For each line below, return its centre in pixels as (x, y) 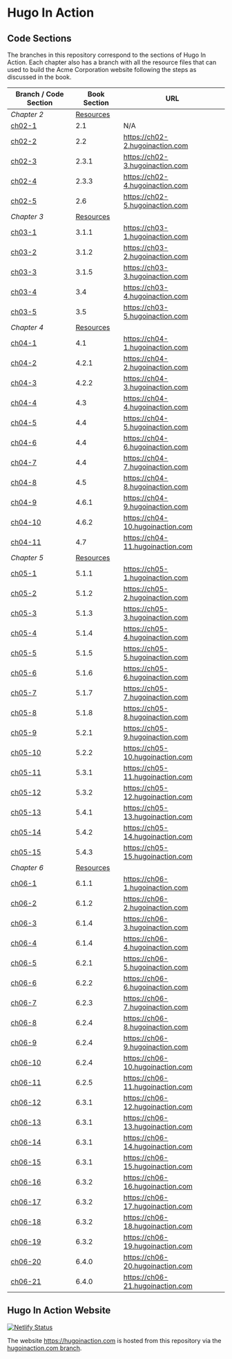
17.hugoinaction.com (158, 1206)
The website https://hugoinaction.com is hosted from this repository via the (114, 1340)
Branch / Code (40, 94)
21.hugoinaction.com (158, 1286)
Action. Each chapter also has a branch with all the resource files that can (112, 62)
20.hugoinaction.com (158, 1266)
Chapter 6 (27, 868)
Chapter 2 (27, 114)
